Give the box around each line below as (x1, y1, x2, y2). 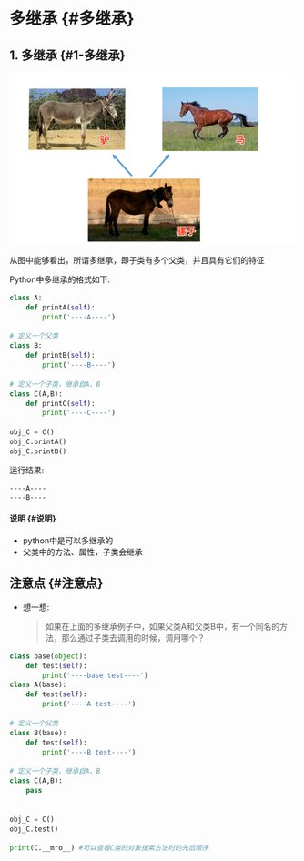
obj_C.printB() (9, 447, 67, 456)
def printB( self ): (25, 351, 96, 360)
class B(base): (9, 728, 67, 737)
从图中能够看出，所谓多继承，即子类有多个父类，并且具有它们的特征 (9, 254, 265, 265)
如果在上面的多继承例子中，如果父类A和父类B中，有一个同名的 (45, 621, 280, 632)
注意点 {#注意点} (9, 575, 104, 592)
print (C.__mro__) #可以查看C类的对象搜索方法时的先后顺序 (9, 844, 209, 853)
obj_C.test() (9, 825, 59, 834)
